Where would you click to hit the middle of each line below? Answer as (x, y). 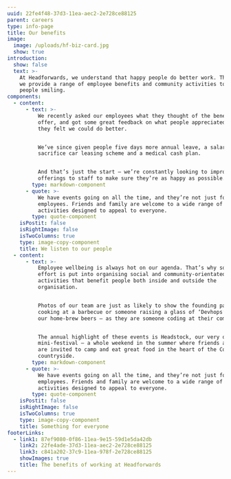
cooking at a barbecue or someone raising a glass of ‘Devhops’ (132, 312)
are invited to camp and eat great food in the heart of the (127, 350)
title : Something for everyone (64, 426)
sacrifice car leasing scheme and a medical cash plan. (119, 153)
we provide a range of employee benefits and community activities (118, 84)
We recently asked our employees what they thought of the (124, 116)
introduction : (27, 58)
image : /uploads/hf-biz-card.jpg (61, 45)
